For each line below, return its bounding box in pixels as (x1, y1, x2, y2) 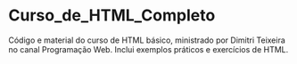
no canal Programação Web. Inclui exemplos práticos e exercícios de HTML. (8, 44, 289, 54)
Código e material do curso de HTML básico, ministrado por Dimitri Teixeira (8, 35, 286, 45)
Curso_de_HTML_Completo (8, 5, 216, 26)
